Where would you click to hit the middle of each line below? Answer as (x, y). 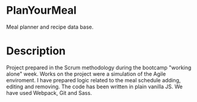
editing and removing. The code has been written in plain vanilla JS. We (95, 86)
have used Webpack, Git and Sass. (49, 92)
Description (36, 51)
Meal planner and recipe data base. (50, 27)
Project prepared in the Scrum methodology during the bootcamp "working (99, 67)
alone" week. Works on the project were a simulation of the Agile (86, 74)
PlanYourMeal (41, 10)
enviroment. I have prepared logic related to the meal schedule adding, (93, 80)
